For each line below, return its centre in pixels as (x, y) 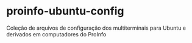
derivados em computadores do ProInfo (56, 34)
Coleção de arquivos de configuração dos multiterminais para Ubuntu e (96, 28)
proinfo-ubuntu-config (65, 11)
